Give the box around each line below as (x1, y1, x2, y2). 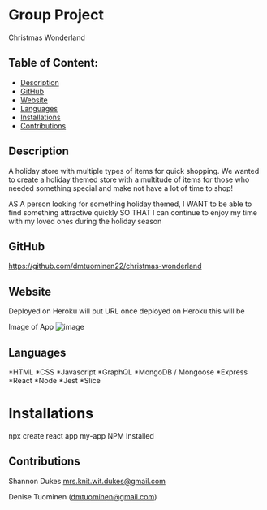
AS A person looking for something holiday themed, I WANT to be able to (8, 199, 252, 209)
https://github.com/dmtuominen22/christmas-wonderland (8, 261, 202, 271)
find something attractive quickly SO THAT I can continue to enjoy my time (8, 207, 258, 217)
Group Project (8, 6, 104, 24)
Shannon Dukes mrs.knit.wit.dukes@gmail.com (8, 476, 166, 486)
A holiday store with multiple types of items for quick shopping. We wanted (8, 166, 260, 175)
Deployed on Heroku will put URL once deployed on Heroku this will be (8, 306, 245, 316)
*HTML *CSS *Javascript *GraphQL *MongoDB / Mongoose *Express (8, 367, 248, 377)
